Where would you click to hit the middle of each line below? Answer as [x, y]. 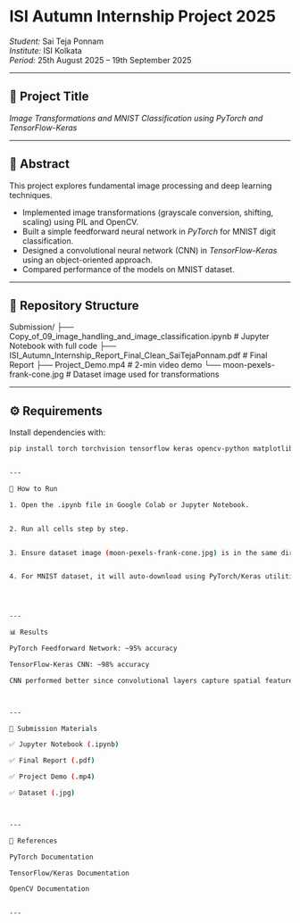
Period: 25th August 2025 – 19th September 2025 [100, 60]
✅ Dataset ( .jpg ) [42, 793]
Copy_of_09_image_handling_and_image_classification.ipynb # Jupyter [139, 337]
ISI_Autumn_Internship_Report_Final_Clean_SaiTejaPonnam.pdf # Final [138, 355]
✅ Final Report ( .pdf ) [52, 761]
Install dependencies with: [58, 432]
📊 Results [29, 632]
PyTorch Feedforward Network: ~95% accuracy [93, 649]
